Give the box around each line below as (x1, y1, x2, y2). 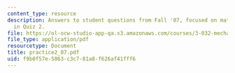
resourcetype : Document (7, 42, 77, 49)
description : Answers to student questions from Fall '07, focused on (7, 17, 218, 24)
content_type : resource (7, 10, 77, 17)
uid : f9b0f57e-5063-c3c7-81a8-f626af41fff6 (7, 56, 136, 63)
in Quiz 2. (13, 23, 45, 30)
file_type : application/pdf (7, 36, 90, 43)
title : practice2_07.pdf (7, 49, 80, 56)
